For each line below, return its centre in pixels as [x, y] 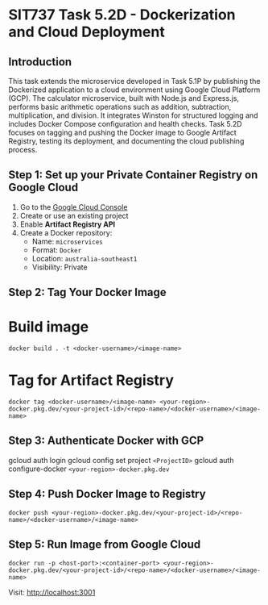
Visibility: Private [60, 267]
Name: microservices [67, 241]
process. [23, 150]
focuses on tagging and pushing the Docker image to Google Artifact [123, 132]
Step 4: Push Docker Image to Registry [107, 494]
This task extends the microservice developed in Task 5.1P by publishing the [134, 81]
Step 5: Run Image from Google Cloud [105, 545]
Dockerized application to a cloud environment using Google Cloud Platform [134, 90]
